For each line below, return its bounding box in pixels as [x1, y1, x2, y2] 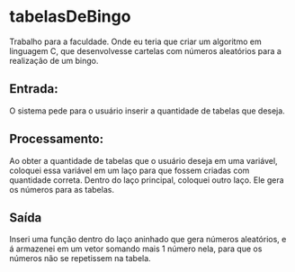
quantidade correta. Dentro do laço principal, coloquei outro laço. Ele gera [9, 174, 285, 186]
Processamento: [9, 131, 104, 147]
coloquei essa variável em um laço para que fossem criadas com [9, 165, 250, 176]
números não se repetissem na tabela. [9, 253, 151, 264]
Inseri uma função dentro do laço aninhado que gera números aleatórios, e [9, 234, 287, 245]
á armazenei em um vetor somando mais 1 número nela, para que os [9, 243, 263, 254]
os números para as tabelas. [9, 184, 115, 195]
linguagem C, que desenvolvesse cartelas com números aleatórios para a [9, 45, 282, 56]
